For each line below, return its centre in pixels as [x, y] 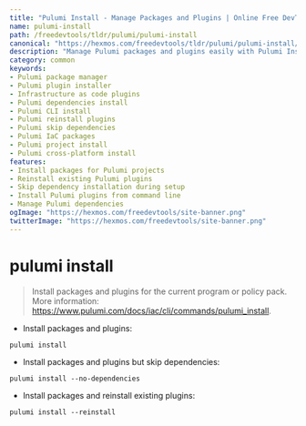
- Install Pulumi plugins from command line [95, 196]
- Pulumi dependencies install [69, 102]
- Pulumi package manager [58, 77]
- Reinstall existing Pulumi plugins [81, 178]
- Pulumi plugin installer [61, 86]
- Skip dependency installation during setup [97, 188]
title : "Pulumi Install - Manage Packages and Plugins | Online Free [144, 18]
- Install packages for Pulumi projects [87, 170]
